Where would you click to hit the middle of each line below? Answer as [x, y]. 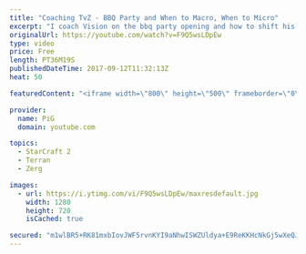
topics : [24, 143]
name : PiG [36, 118]
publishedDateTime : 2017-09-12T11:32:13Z [89, 69]
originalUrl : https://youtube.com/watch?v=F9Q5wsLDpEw [116, 35]
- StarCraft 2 [44, 152]
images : [24, 185]
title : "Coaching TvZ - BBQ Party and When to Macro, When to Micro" [144, 18]
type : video [32, 43]
